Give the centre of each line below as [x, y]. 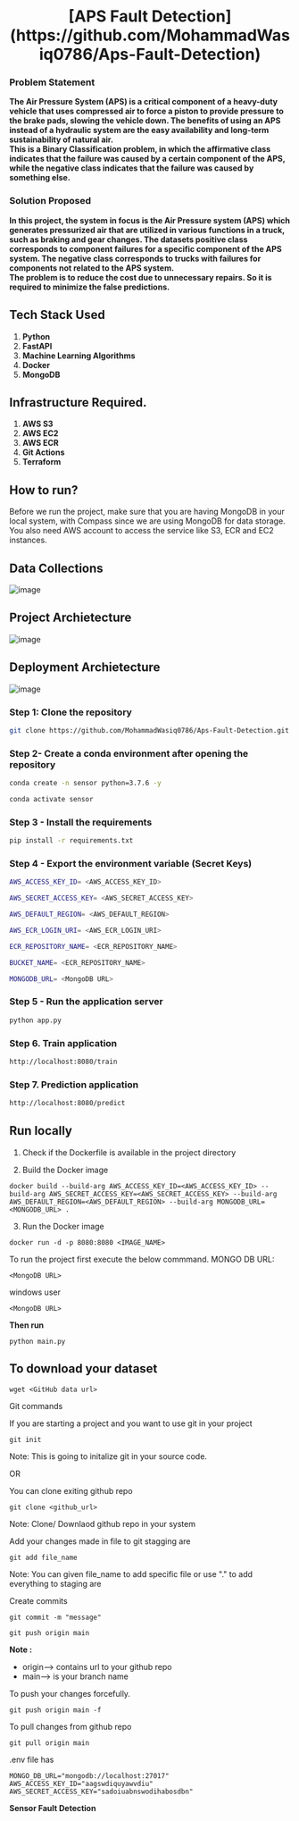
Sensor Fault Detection [53, 1808]
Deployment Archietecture [85, 667]
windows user [35, 1292]
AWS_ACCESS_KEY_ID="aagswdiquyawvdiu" [81, 1783]
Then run [27, 1325]
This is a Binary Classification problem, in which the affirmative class [140, 149]
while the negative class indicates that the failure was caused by [132, 168]
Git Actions [43, 452]
